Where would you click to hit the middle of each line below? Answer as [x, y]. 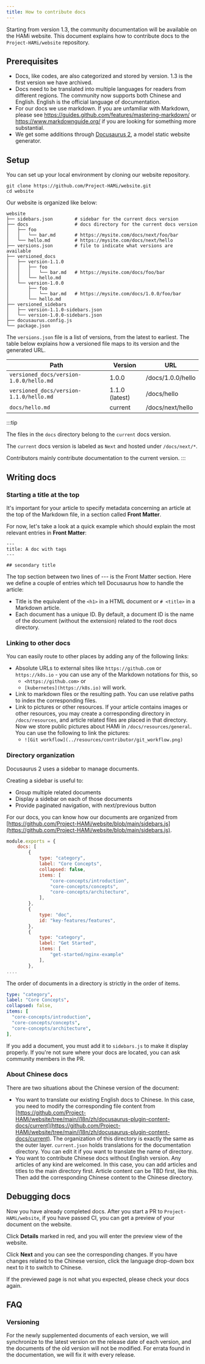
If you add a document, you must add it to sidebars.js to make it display [97, 1046]
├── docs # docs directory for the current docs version [102, 224]
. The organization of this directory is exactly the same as [122, 1138]
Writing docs [31, 477]
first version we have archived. [54, 82]
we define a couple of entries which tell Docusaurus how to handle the [95, 583]
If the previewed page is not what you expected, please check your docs [98, 1279]
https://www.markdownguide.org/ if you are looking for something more [106, 121]
